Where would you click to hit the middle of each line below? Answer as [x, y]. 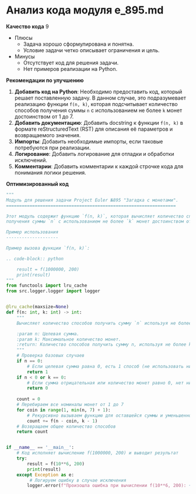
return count [32, 432]
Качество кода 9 [27, 26]
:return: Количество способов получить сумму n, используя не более [101, 345]
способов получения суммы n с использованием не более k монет [98, 110]
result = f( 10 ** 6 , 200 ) [56, 464]
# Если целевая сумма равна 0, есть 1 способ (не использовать [105, 366]
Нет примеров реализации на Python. [70, 69]
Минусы [24, 56]
